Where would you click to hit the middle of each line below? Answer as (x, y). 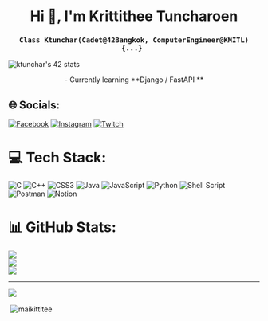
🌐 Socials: (34, 105)
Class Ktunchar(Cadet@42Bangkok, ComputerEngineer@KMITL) (134, 40)
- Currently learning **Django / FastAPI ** (134, 80)
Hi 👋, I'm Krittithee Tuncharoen (134, 16)
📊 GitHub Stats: (63, 227)
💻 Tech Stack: (57, 158)
